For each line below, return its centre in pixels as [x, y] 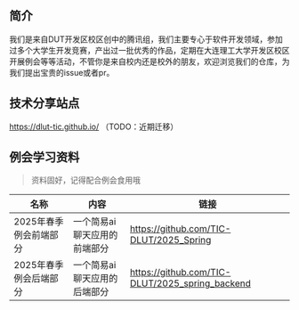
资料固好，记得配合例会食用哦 [85, 180]
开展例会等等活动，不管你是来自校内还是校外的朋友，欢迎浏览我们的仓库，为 [149, 61]
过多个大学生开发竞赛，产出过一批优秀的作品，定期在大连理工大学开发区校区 [149, 50]
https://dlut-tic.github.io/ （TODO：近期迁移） [94, 126]
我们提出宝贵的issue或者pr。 [62, 72]
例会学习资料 [44, 157]
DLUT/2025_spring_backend [190, 283]
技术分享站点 [44, 104]
